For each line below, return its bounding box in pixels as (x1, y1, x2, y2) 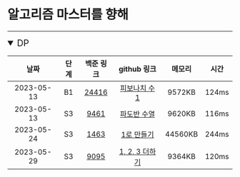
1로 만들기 (121, 129, 154, 139)
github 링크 (119, 64, 157, 74)
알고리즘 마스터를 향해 (7, 6, 129, 23)
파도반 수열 (120, 108, 156, 118)
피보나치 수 (120, 83, 156, 93)
